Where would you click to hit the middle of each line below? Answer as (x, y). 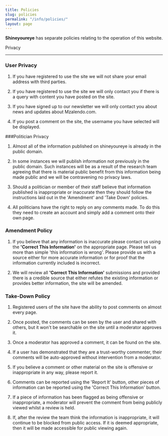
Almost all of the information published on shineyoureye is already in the (87, 146)
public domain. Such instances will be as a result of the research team (85, 166)
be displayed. (26, 127)
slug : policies (21, 15)
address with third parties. (39, 82)
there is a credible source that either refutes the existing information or (85, 278)
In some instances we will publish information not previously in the (81, 161)
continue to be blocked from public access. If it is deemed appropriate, (85, 423)
